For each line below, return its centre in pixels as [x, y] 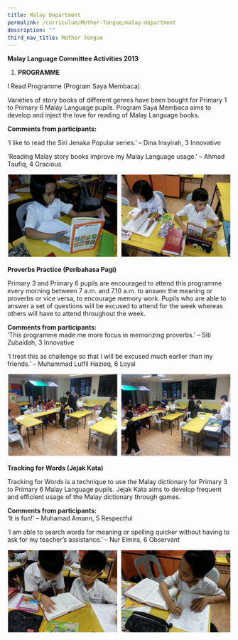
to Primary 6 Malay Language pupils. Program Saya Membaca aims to [109, 107]
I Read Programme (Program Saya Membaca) [74, 86]
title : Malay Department [44, 15]
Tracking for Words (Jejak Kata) [55, 468]
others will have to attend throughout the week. [76, 313]
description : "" [31, 30]
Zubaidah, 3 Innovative [41, 342]
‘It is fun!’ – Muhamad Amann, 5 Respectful [70, 518]
